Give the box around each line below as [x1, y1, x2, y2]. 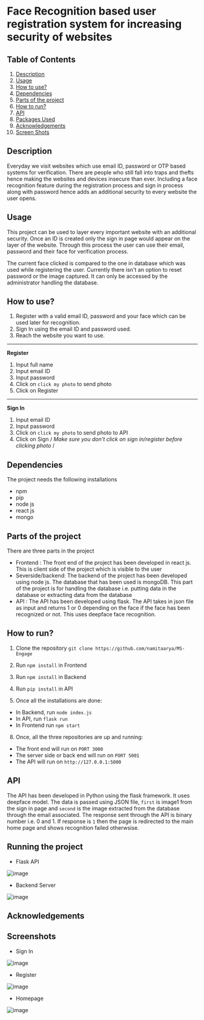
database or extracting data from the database [15, 591, 133, 599]
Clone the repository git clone [15, 644, 93, 652]
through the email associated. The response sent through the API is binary [7, 811, 192, 818]
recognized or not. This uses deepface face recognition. [15, 611, 156, 618]
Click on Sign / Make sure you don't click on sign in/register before [15, 436, 183, 443]
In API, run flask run [15, 715, 68, 722]
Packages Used [15, 115, 55, 123]
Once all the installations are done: [15, 697, 102, 704]
